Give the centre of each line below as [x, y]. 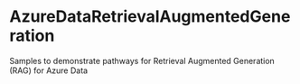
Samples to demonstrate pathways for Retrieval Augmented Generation [142, 61]
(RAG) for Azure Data [49, 70]
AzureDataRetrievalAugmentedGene [150, 17]
